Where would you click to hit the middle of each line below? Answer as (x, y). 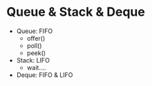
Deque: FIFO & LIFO (45, 75)
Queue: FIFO (35, 31)
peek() (36, 53)
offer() (36, 38)
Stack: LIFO (33, 60)
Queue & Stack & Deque (76, 12)
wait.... (36, 67)
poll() (34, 45)
